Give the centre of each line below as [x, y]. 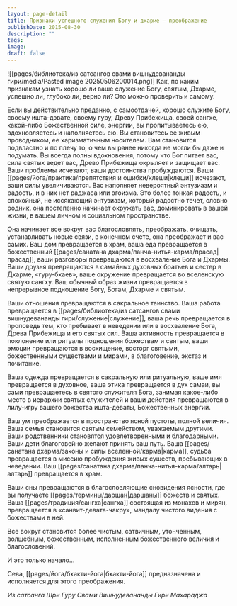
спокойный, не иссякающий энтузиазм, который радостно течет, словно [117, 200]
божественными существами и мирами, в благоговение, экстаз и [107, 356]
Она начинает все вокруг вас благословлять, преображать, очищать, [112, 229]
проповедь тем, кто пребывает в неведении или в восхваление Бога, [112, 325]
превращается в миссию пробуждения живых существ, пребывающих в [117, 459]
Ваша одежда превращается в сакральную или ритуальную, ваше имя [115, 377]
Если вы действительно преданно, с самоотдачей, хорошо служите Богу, [119, 110]
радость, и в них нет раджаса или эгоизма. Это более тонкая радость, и [117, 193]
